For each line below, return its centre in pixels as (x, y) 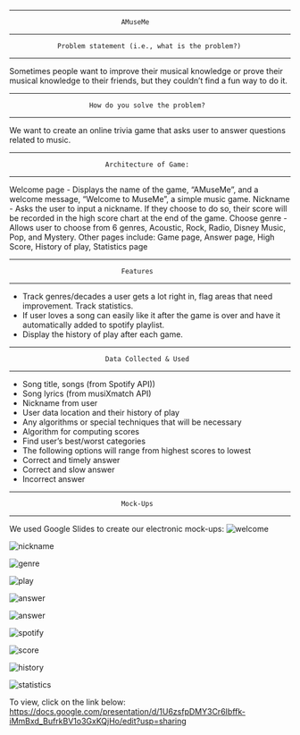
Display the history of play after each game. (102, 334)
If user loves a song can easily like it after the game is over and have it (151, 315)
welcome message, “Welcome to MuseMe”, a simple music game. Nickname (150, 199)
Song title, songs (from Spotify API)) (89, 384)
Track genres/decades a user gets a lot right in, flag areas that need (147, 296)
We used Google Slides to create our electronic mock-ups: (117, 529)
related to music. (40, 140)
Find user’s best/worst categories (83, 441)
